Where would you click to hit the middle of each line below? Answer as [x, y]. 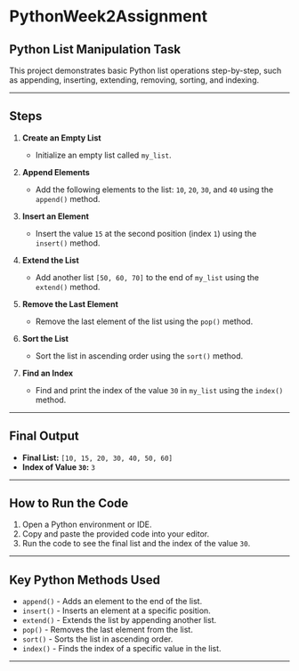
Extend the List [51, 260]
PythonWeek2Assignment [108, 16]
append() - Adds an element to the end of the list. [112, 602]
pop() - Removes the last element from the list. [107, 630]
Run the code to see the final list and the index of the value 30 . [136, 544]
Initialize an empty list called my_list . [103, 155]
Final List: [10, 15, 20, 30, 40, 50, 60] [97, 457]
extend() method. [68, 287]
